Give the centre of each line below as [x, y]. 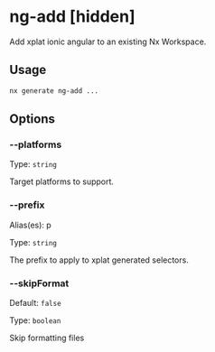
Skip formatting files [47, 338]
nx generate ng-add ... [54, 91]
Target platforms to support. [62, 181]
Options [33, 119]
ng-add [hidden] [72, 17]
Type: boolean [35, 320]
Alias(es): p [30, 225]
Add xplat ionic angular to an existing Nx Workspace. [108, 42]
